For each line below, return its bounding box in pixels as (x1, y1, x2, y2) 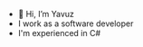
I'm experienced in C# (17, 28, 101, 38)
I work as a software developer (17, 18, 134, 29)
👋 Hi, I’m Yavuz (17, 9, 75, 19)
